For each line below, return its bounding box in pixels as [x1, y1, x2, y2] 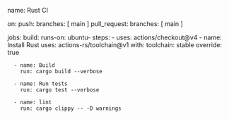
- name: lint [13, 99, 52, 106]
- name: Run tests [13, 80, 69, 87]
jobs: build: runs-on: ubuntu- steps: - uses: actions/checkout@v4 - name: [7, 33, 223, 42]
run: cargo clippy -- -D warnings [20, 105, 122, 112]
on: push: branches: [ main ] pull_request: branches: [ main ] [7, 20, 184, 27]
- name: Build [13, 62, 55, 69]
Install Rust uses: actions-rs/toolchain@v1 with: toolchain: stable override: [7, 41, 223, 49]
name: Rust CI [7, 6, 48, 14]
